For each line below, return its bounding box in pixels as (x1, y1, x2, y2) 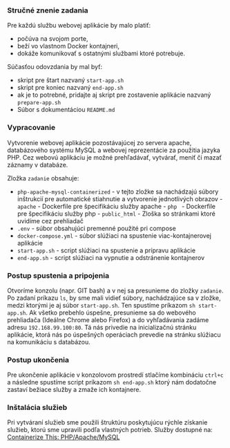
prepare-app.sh (17, 100, 61, 106)
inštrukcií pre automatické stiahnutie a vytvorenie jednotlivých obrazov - (17, 194, 223, 203)
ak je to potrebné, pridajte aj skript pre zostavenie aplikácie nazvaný (17, 91, 211, 99)
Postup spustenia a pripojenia (7, 270, 109, 280)
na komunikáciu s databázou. (7, 337, 91, 346)
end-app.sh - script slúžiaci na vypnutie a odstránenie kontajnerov (17, 253, 205, 261)
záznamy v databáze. (7, 160, 68, 169)
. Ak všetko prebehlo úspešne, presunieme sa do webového (25, 308, 196, 317)
